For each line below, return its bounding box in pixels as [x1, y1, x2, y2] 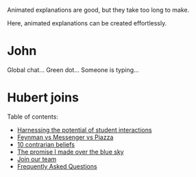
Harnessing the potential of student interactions [16, 126, 152, 134]
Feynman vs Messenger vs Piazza [16, 133, 114, 141]
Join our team [16, 154, 57, 163]
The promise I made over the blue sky [16, 147, 125, 156]
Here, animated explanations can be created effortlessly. [7, 19, 167, 27]
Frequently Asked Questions [16, 162, 97, 170]
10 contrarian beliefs [16, 140, 75, 148]
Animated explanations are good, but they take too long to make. [7, 6, 190, 14]
